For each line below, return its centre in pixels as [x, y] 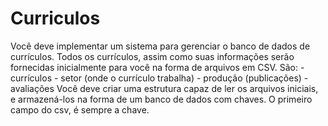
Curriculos [55, 18]
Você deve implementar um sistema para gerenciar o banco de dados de [160, 46]
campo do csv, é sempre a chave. [80, 109]
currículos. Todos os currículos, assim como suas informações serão [152, 56]
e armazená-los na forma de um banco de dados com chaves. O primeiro [161, 99]
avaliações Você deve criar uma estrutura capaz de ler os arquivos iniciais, [164, 88]
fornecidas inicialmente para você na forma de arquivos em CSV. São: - [157, 67]
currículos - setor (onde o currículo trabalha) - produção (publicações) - [159, 78]
